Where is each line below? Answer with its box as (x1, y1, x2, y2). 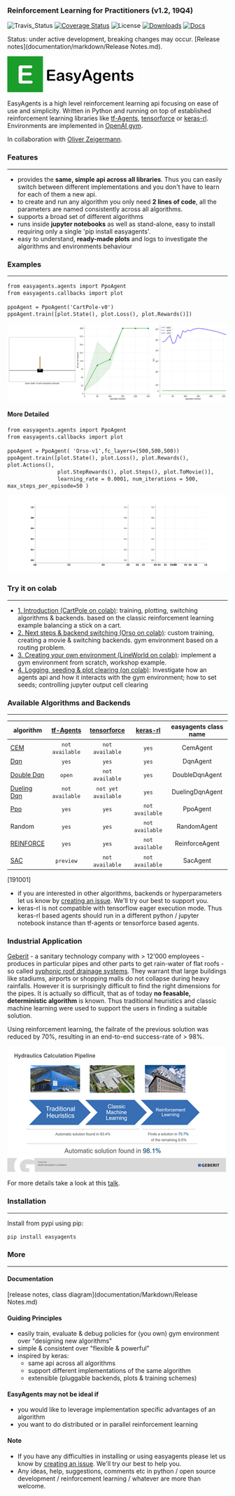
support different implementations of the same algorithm (27, 1367, 191, 1375)
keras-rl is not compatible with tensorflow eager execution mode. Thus (17, 904, 222, 913)
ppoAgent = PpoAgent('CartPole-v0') (7, 304, 114, 311)
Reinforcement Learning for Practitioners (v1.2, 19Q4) (7, 6, 194, 15)
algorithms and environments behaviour (17, 242, 133, 250)
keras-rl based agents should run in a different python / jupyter (17, 911, 199, 920)
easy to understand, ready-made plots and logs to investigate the (17, 234, 208, 243)
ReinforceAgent (174, 839, 220, 848)
